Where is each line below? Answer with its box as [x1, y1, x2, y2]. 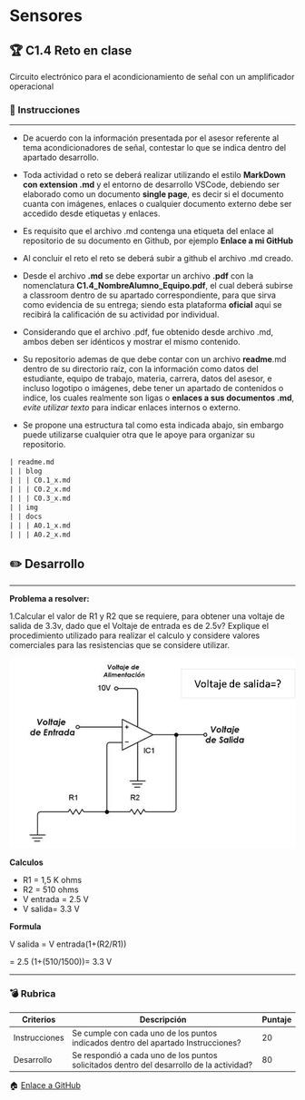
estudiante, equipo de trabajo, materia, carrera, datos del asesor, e [22, 373, 272, 384]
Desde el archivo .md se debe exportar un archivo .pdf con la [22, 270, 254, 281]
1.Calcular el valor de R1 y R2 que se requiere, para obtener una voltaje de [9, 611, 285, 622]
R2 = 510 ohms [22, 884, 79, 895]
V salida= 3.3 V [22, 903, 80, 914]
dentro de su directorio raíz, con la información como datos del [22, 364, 259, 375]
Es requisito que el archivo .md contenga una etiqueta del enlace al [22, 226, 274, 237]
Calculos [9, 857, 44, 868]
